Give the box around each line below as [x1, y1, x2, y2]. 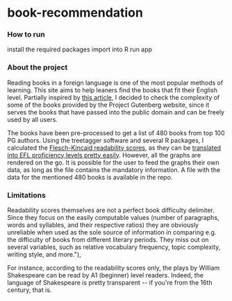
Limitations [7, 190, 47, 200]
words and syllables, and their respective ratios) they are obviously [7, 221, 199, 230]
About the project [7, 62, 68, 72]
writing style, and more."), [7, 250, 81, 259]
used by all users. [7, 115, 58, 123]
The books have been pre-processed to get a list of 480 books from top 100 [7, 128, 225, 137]
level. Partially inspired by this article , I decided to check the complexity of [7, 93, 220, 101]
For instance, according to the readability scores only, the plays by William [7, 264, 220, 272]
